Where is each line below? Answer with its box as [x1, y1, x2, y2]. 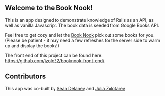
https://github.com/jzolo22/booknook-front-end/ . [5, 57, 106, 64]
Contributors [5, 72, 46, 81]
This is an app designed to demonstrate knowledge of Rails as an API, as [5, 17, 154, 23]
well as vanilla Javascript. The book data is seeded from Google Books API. [5, 22, 160, 28]
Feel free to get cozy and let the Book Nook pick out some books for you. [5, 32, 155, 38]
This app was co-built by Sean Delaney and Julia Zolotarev [5, 85, 125, 91]
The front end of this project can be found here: [5, 52, 103, 58]
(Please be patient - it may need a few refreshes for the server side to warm [5, 37, 160, 43]
